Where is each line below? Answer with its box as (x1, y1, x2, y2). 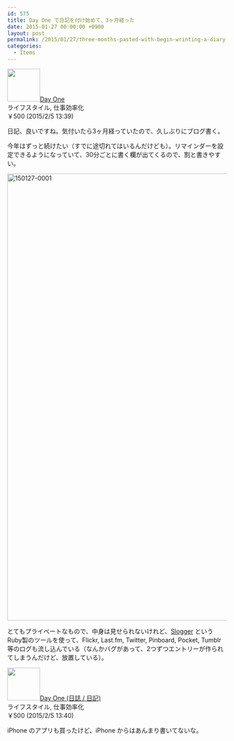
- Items (13, 50, 36, 57)
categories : (7, 43, 42, 50)
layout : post (7, 29, 45, 37)
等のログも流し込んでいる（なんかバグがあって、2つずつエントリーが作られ (7, 644, 224, 653)
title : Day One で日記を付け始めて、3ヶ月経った (7, 17, 135, 24)
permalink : (7, 36, 39, 43)
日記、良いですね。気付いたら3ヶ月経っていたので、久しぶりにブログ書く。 (7, 126, 224, 135)
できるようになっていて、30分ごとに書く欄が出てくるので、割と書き (13, 150, 209, 159)
